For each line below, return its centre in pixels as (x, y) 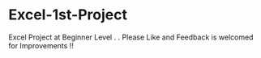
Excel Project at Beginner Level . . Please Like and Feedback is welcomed (131, 37)
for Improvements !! (41, 45)
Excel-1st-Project (68, 15)
